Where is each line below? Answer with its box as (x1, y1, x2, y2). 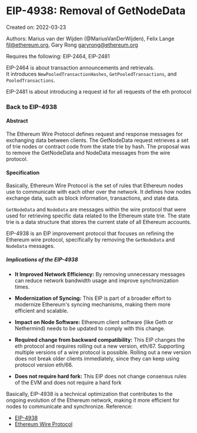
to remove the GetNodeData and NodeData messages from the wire (6, 149, 171, 157)
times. (14, 283, 30, 290)
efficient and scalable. (14, 308, 69, 315)
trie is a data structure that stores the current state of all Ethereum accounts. (6, 219, 192, 226)
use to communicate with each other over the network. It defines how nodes (6, 189, 191, 196)
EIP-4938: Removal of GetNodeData (6, 4, 186, 18)
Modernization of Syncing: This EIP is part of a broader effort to (14, 295, 172, 302)
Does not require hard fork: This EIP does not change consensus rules (14, 373, 187, 380)
